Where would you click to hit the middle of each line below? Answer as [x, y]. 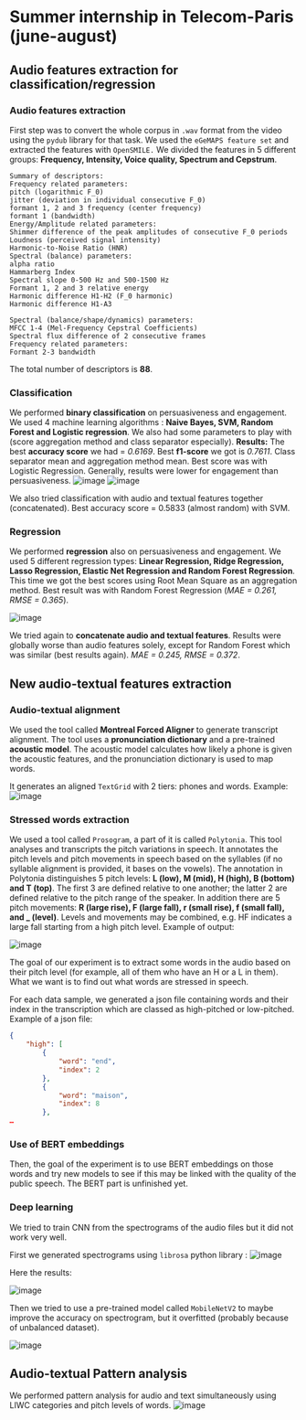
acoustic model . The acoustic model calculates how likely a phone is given [151, 749]
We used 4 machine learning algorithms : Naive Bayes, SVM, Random [142, 422]
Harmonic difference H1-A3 [61, 304]
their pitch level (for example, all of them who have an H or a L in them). [144, 972]
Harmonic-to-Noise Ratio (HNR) [69, 248]
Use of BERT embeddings [67, 1144]
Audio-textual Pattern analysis [99, 1374]
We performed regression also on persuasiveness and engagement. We [145, 551]
